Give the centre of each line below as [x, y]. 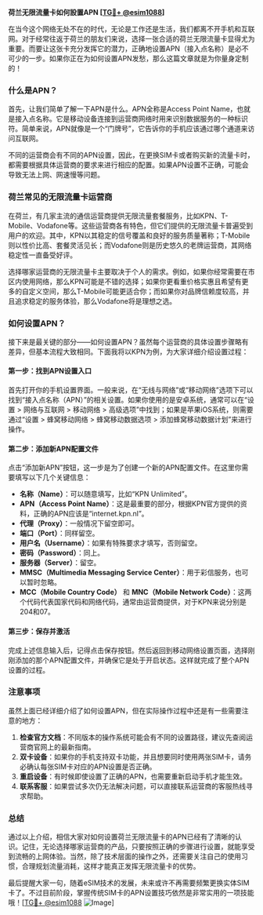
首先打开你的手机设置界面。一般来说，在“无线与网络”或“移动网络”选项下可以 [131, 390]
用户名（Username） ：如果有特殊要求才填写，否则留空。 [110, 543]
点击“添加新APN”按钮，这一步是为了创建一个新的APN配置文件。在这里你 [125, 468]
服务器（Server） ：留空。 [60, 563]
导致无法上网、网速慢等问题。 [56, 175]
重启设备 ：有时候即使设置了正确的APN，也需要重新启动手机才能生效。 [133, 776]
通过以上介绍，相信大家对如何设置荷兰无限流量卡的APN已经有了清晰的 [122, 837]
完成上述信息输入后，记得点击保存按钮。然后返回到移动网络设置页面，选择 [128, 650]
